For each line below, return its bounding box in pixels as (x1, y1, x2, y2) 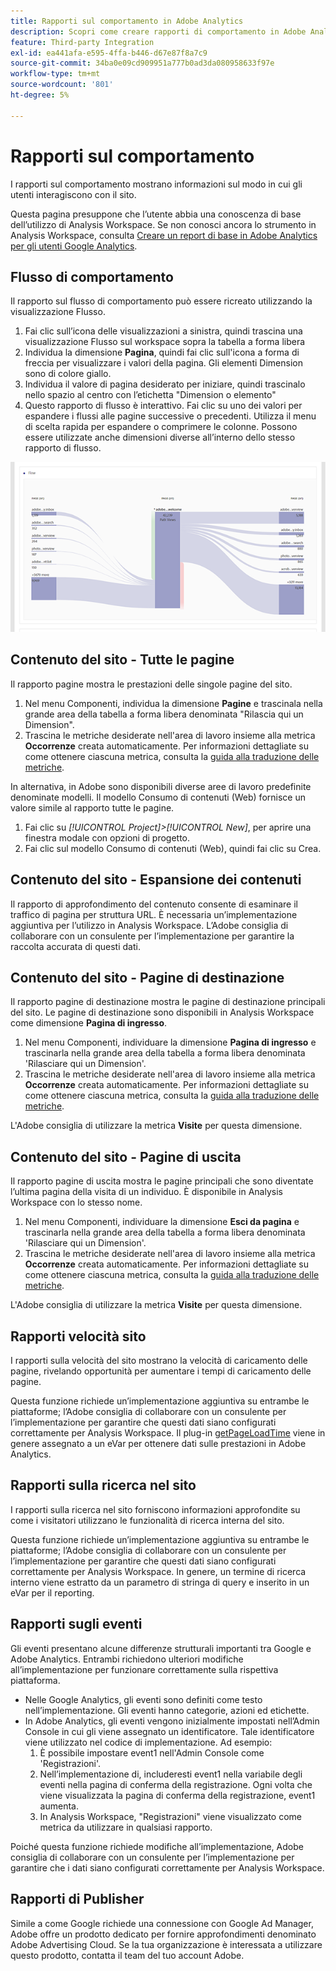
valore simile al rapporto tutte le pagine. (10, 801, 175, 814)
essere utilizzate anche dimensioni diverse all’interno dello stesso (24, 431, 296, 444)
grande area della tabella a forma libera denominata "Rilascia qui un (24, 708, 304, 720)
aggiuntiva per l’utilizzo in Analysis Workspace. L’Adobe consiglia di (10, 919, 289, 931)
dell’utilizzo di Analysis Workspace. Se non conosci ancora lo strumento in (10, 218, 317, 230)
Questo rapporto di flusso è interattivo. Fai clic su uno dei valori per (24, 400, 303, 412)
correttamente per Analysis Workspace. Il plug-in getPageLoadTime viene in (10, 1427, 326, 1439)
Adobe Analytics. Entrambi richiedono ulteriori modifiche (10, 1653, 244, 1665)
